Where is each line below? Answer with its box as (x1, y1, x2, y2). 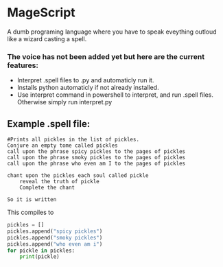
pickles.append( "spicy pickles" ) (7, 228, 103, 235)
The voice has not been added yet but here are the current (7, 51, 204, 61)
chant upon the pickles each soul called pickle (7, 172, 149, 179)
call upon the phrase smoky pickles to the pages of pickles (7, 154, 186, 161)
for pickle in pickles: (7, 247, 75, 254)
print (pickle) (19, 253, 60, 260)
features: (7, 60, 39, 70)
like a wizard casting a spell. (7, 34, 87, 43)
